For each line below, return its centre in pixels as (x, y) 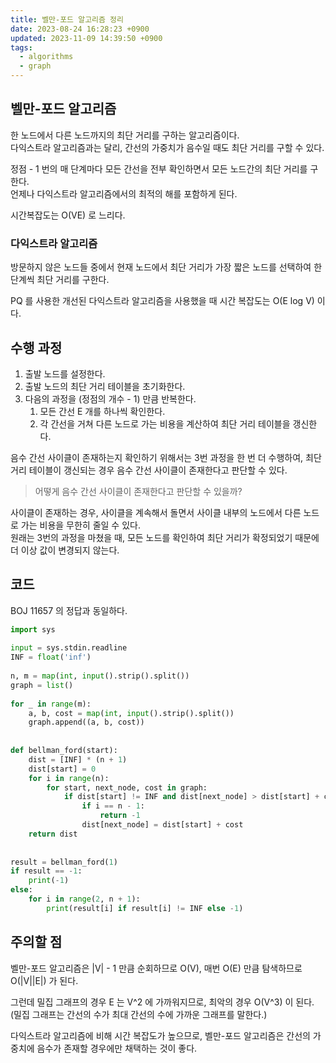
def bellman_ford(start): (64, 751)
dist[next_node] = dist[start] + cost (162, 825)
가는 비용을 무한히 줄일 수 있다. (80, 525)
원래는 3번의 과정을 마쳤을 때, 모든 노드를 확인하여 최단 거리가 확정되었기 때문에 (165, 537)
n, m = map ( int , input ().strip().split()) (100, 676)
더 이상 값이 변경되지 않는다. (65, 550)
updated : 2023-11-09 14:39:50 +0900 (86, 38)
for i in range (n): (69, 778)
